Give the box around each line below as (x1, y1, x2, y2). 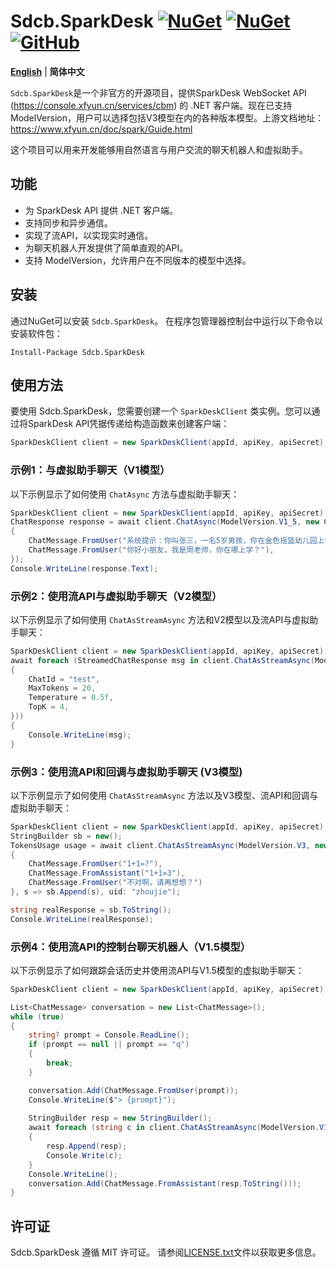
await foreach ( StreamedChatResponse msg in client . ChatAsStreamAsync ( (10, 655, 315, 665)
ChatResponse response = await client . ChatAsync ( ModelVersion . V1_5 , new (10, 517, 320, 527)
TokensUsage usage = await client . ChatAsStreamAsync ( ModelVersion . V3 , (10, 840, 311, 850)
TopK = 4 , (28, 702, 70, 712)
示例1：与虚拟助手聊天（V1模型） (10, 463, 171, 477)
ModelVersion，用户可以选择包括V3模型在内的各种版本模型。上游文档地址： (10, 111, 325, 124)
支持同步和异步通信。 (24, 216, 113, 229)
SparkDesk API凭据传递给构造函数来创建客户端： (27, 418, 230, 430)
